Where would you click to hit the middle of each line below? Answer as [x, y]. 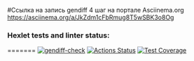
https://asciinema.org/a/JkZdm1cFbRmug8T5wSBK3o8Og [91, 17]
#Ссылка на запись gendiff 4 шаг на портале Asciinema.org [96, 10]
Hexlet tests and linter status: [58, 35]
